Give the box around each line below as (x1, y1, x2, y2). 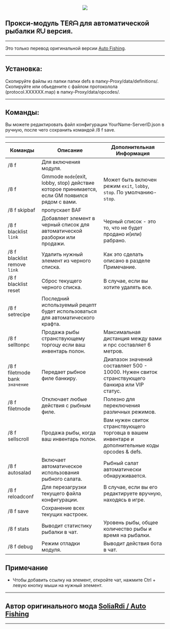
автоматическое (41, 463, 82, 470)
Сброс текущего (41, 277, 82, 284)
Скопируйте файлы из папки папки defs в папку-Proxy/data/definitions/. (5, 78, 159, 84)
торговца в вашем (103, 429, 148, 436)
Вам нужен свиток (103, 416, 149, 424)
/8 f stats (8, 525, 29, 532)
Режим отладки (41, 540, 80, 547)
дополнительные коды (103, 442, 159, 449)
